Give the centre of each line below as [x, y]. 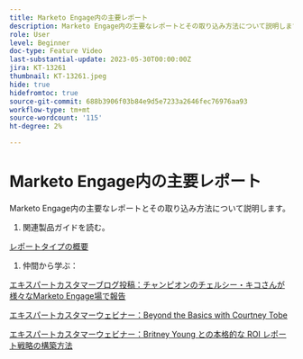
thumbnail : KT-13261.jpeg [58, 76]
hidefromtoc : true [44, 93]
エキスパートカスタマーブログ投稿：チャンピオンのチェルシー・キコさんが [147, 284]
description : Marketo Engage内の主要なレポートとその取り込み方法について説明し [147, 26]
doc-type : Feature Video [56, 51]
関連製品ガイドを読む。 [66, 227]
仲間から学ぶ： [50, 265]
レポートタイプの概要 [49, 246]
